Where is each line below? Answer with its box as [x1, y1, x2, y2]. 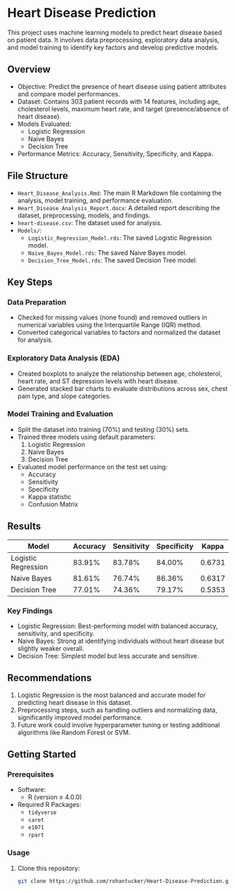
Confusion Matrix [27, 499, 79, 508]
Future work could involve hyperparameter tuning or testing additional [17, 720, 220, 729]
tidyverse [27, 809, 58, 817]
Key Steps [7, 276, 53, 288]
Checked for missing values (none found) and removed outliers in [17, 313, 207, 321]
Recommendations [7, 672, 92, 684]
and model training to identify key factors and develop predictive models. [7, 43, 219, 51]
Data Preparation [7, 297, 67, 307]
